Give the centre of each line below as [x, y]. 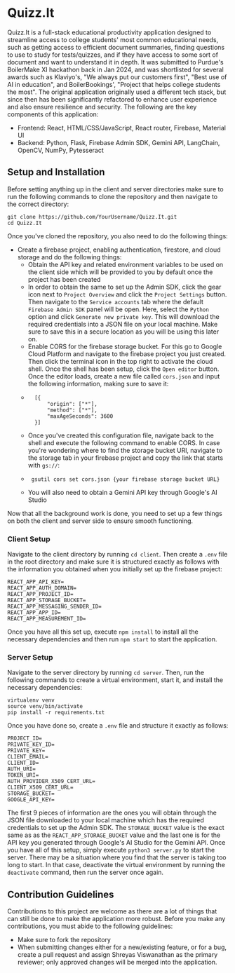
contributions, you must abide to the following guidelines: [90, 926]
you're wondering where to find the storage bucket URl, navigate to [125, 450]
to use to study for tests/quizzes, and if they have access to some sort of [113, 55]
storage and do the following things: [69, 257]
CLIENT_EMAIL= [28, 757]
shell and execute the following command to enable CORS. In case [124, 442]
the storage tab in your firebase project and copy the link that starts [125, 458]
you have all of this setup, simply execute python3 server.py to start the [111, 850]
